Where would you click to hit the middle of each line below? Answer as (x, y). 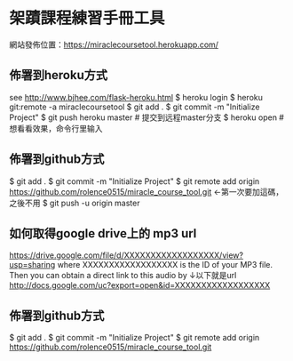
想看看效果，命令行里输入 (56, 128)
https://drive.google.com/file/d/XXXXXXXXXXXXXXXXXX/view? (127, 255)
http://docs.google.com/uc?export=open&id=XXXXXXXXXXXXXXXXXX (140, 285)
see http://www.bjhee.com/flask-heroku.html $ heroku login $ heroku (136, 97)
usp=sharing (32, 265)
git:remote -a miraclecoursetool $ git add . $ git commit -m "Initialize (135, 107)
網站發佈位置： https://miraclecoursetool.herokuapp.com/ (114, 44)
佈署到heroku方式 (59, 75)
